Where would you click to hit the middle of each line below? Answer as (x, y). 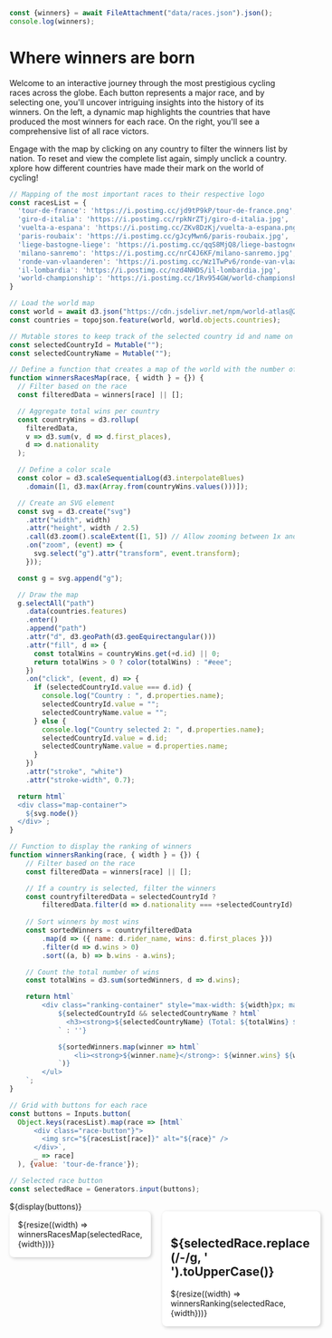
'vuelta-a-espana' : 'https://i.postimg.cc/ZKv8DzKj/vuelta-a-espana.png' (159, 228)
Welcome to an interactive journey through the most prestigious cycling (142, 82)
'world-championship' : (60, 278)
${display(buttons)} (46, 1207)
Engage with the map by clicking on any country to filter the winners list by (148, 149)
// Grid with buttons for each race (78, 1105)
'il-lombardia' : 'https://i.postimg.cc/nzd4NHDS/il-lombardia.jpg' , (149, 270)
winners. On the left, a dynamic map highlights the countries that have (140, 111)
